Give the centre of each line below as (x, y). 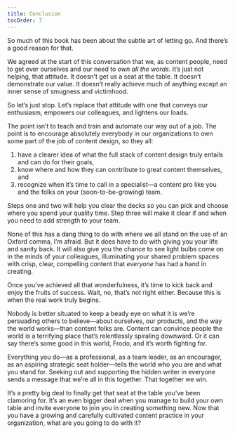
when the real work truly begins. (54, 300)
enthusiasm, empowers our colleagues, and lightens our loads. (98, 112)
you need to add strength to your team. (64, 220)
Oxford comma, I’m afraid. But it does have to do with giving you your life (113, 241)
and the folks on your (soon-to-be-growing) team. (90, 192)
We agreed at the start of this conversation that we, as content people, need (117, 61)
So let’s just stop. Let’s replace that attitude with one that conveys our (108, 105)
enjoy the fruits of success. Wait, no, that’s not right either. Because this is (114, 292)
